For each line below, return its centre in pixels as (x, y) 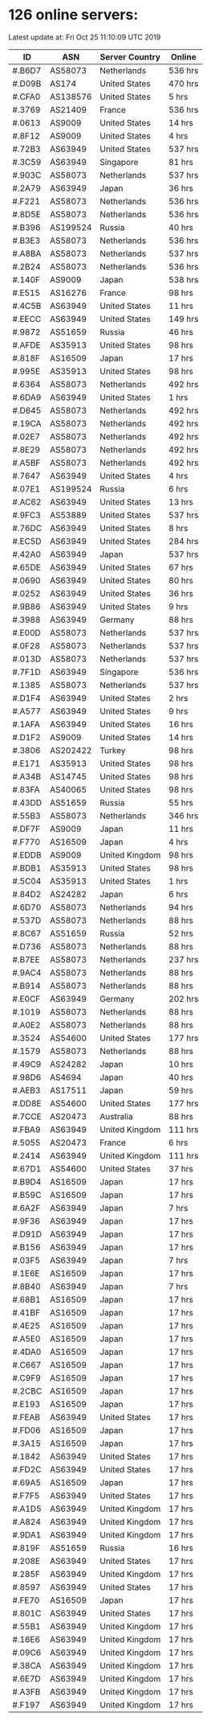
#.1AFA (26, 724)
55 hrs (181, 802)
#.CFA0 (26, 97)
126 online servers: (73, 15)
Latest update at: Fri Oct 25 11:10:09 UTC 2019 (85, 37)
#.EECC (27, 319)
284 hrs (183, 541)
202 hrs (183, 998)
